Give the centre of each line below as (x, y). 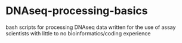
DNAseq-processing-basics (77, 11)
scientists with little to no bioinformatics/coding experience (78, 33)
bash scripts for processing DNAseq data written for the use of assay (91, 27)
